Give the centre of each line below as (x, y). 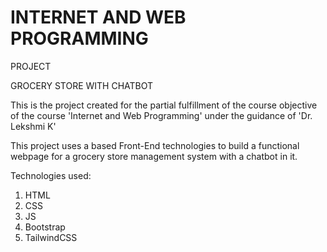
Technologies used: (51, 175)
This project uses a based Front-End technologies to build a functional (155, 145)
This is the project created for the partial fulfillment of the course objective (164, 105)
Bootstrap (45, 227)
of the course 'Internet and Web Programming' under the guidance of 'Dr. (161, 115)
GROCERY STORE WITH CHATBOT (82, 85)
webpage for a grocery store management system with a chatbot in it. (154, 156)
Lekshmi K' (33, 126)
